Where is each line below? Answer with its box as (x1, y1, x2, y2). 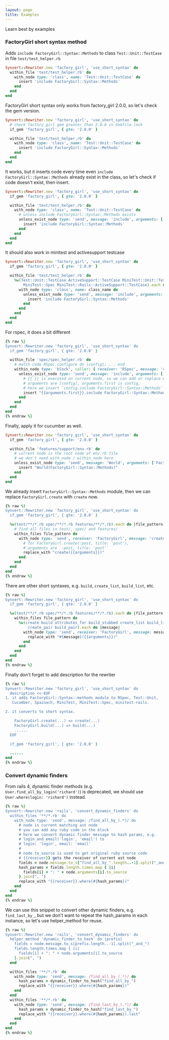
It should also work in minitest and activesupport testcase (5, 249, 125, 255)
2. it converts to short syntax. (5, 709, 75, 715)
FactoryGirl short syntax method (5, 38, 87, 45)
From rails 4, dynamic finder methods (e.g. (5, 783, 94, 790)
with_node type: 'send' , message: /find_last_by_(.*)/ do (14, 1002, 138, 1007)
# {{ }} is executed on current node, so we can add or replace (23, 376, 161, 381)
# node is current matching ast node (18, 823, 98, 828)
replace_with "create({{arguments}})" (23, 550, 105, 555)
